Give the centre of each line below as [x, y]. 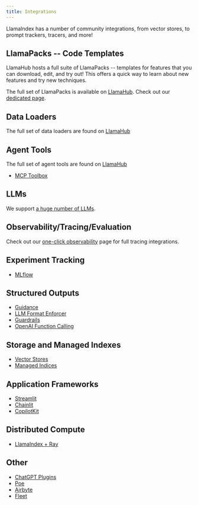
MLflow [24, 274]
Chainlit [24, 405]
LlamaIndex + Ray [36, 444]
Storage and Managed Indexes [64, 345]
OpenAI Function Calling [44, 326]
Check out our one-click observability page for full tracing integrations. [92, 242]
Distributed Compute [46, 430]
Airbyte [24, 490]
